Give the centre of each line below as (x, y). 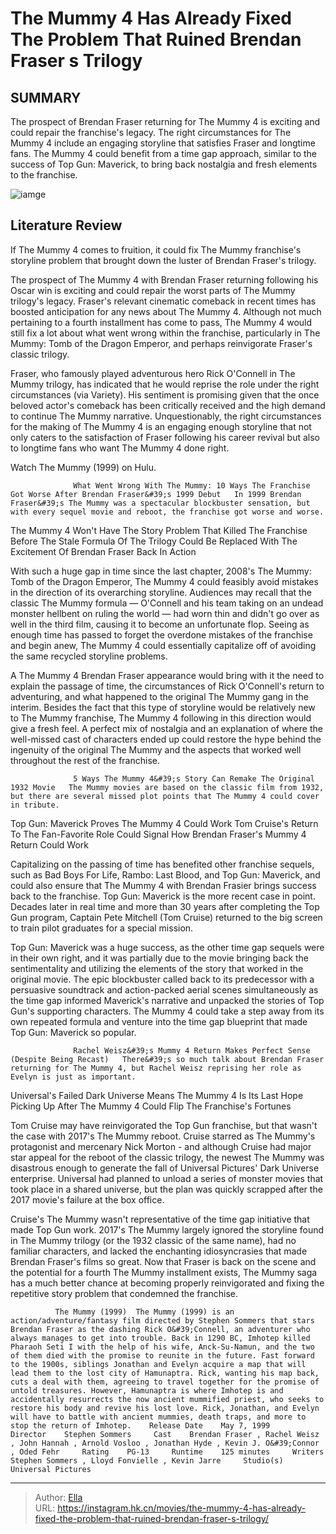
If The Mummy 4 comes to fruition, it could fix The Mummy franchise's (156, 249)
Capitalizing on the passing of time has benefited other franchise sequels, (162, 864)
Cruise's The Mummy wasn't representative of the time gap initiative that (160, 1219)
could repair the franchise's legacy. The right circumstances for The (151, 132)
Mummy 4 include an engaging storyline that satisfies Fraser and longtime (163, 143)
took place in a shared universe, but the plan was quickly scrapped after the (166, 1189)
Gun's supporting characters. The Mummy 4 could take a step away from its (167, 1011)
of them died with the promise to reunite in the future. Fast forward (162, 1355)
